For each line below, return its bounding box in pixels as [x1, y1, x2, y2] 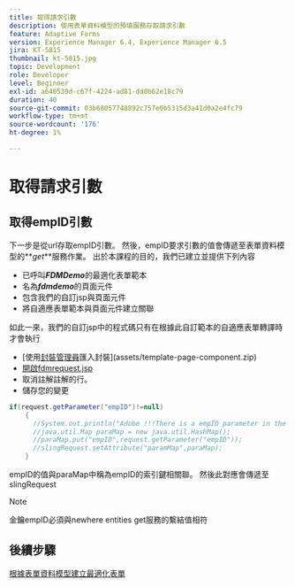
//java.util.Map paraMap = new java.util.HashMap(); [32, 427, 231, 436]
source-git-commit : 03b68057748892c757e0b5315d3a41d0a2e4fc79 [9, 104, 243, 112]
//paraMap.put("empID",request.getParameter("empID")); [32, 436, 243, 444]
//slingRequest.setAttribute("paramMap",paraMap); [32, 444, 223, 452]
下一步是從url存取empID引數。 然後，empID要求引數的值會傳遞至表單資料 [9, 240, 277, 251]
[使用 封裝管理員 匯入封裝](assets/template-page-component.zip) [21, 351, 258, 362]
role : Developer [9, 71, 69, 80]
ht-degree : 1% [9, 128, 62, 137]
